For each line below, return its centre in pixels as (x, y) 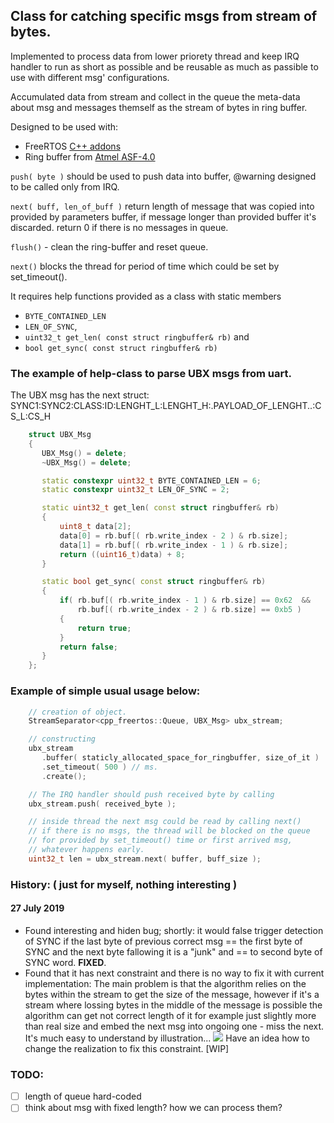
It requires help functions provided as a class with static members (146, 296)
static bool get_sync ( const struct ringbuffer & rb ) (154, 582)
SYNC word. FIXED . (65, 962)
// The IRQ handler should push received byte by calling (151, 794)
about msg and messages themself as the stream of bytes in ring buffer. (159, 107)
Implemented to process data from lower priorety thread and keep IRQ (155, 56)
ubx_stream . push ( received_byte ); (102, 804)
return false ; (88, 647)
